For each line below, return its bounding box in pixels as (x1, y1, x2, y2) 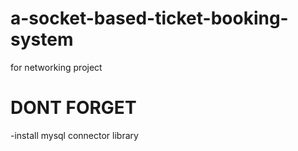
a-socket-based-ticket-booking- (10, 7, 289, 30)
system (10, 28, 74, 51)
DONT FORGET (10, 97, 137, 119)
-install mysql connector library (10, 129, 139, 141)
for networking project (10, 61, 103, 73)
